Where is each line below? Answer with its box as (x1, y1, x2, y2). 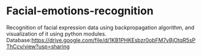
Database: (6, 36, 32, 43)
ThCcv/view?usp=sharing (6, 43, 70, 50)
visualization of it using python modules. (6, 30, 107, 37)
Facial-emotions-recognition (6, 4, 154, 18)
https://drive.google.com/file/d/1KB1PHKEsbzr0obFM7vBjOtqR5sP (31, 36, 196, 43)
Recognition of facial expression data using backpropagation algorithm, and (6, 24, 195, 31)
